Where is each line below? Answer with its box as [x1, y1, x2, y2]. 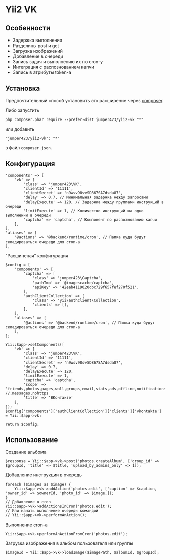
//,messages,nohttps [5, 391, 49, 396]
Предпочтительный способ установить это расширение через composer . [5, 97, 164, 103]
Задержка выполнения [12, 37, 62, 43]
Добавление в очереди [12, 53, 63, 59]
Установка [5, 84, 40, 93]
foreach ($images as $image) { [5, 482, 71, 487]
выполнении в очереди [5, 213, 51, 218]
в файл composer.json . [5, 144, 52, 150]
